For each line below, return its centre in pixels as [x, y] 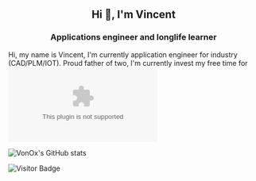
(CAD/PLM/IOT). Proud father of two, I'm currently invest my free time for [128, 63]
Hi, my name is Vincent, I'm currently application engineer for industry [123, 54]
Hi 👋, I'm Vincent [134, 15]
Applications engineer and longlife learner [134, 37]
